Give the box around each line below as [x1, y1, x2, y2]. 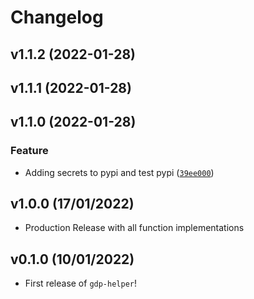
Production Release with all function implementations [24, 222, 245, 234]
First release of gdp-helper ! [24, 277, 138, 290]
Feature [10, 144, 49, 158]
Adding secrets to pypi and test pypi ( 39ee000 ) [24, 166, 215, 178]
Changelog [10, 6, 104, 29]
